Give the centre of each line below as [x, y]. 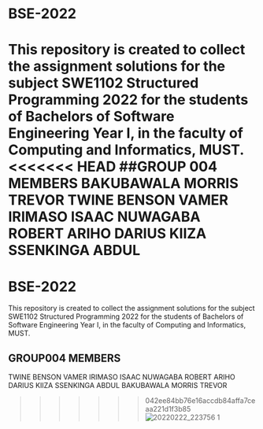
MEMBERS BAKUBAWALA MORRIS [123, 184]
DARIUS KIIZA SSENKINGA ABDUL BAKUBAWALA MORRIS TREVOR [118, 386]
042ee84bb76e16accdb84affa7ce [200, 401]
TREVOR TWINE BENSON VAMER [118, 200]
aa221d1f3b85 [168, 409]
